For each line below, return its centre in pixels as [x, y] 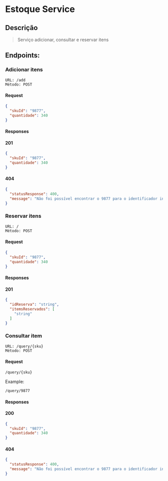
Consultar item [24, 336]
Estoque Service [40, 9]
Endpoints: [22, 55]
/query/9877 [17, 391]
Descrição [21, 28]
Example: [15, 381]
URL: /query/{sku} [24, 346]
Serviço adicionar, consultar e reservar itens [63, 40]
